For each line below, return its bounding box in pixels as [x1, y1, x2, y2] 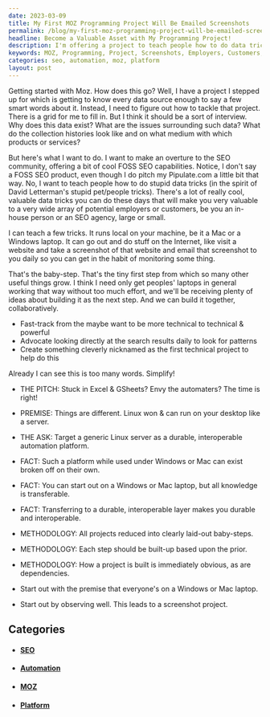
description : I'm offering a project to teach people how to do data [8, 42, 247, 50]
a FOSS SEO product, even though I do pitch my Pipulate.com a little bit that [8, 169, 260, 179]
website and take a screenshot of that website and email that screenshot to [8, 245, 257, 255]
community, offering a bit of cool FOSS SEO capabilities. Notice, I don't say [8, 161, 257, 171]
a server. [19, 417, 50, 426]
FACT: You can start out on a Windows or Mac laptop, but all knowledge [19, 480, 258, 490]
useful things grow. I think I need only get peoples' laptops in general [8, 278, 237, 287]
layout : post [8, 64, 52, 72]
